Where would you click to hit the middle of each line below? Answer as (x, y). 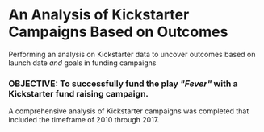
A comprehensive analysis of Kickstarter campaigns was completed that (129, 111)
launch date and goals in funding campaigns (82, 63)
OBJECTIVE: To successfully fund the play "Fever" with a (123, 84)
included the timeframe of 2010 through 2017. (84, 120)
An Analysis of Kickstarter (99, 15)
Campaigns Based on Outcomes (118, 32)
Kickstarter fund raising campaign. (79, 93)
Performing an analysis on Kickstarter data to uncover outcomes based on (132, 54)
